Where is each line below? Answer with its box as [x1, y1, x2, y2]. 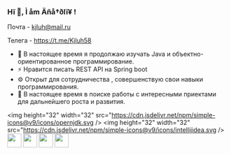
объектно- [171, 50, 204, 59]
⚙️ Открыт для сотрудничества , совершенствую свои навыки [17, 75, 204, 84]
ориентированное [17, 57, 72, 66]
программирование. [73, 57, 134, 66]
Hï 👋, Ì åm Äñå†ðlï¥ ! [7, 7, 77, 17]
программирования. [17, 82, 79, 91]
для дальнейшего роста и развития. [17, 98, 125, 106]
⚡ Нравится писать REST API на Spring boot [17, 65, 148, 73]
